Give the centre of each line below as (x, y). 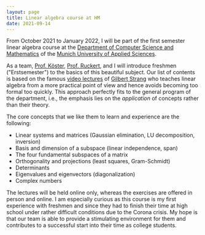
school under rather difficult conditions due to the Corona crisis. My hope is (102, 212)
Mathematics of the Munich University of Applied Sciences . (81, 54)
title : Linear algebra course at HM (53, 18)
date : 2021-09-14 (29, 23)
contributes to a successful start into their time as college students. (91, 225)
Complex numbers (39, 181)
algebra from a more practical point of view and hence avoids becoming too (102, 85)
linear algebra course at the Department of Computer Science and (90, 47)
